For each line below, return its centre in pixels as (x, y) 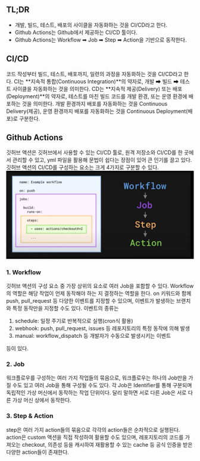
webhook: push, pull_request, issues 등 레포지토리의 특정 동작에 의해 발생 (102, 328)
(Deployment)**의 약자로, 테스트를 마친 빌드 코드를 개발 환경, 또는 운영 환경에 (97, 96)
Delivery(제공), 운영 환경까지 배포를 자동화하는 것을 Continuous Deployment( (97, 111)
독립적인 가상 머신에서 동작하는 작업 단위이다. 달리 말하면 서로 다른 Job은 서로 (96, 393)
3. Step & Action (30, 416)
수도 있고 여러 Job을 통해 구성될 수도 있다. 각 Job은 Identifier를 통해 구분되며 (102, 385)
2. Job (15, 364)
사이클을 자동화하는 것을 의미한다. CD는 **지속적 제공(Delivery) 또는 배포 (97, 89)
